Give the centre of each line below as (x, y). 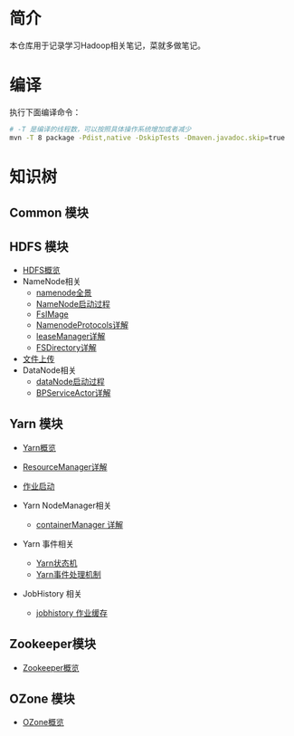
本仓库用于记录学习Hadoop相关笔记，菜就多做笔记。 (108, 45)
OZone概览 (43, 722)
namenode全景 (64, 293)
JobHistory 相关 (52, 593)
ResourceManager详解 (65, 466)
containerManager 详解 (80, 524)
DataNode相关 (49, 370)
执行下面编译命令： (45, 112)
